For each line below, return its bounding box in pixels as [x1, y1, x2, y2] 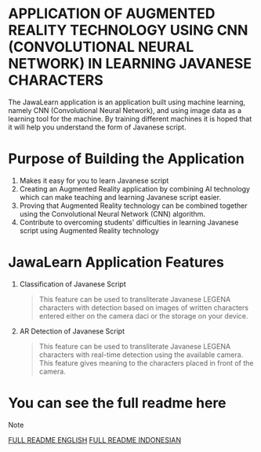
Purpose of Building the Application [8, 150, 245, 168]
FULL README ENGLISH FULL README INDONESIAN [8, 435, 182, 444]
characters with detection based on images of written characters [38, 303, 249, 312]
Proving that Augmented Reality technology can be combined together [19, 201, 248, 210]
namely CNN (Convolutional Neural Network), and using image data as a [8, 105, 241, 115]
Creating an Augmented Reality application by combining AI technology [19, 184, 251, 193]
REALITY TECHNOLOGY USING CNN [8, 21, 248, 39]
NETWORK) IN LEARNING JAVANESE [8, 55, 252, 73]
